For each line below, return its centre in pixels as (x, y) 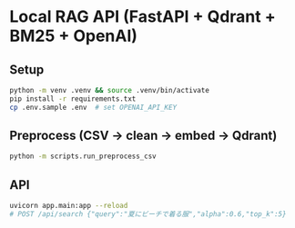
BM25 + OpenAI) (74, 36)
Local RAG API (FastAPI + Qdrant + (142, 17)
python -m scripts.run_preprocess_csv (83, 156)
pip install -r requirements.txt (73, 99)
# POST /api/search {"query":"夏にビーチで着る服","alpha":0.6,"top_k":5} (148, 214)
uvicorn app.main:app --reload (69, 206)
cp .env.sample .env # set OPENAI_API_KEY (93, 107)
